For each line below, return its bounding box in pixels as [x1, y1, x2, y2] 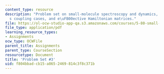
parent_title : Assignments [5, 43, 60, 48]
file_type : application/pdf [5, 25, 62, 30]
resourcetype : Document [5, 52, 54, 57]
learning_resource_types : [5, 30, 58, 35]
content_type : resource [5, 7, 54, 12]
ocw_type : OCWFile [5, 39, 42, 44]
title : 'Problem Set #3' [5, 57, 56, 62]
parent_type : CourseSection [5, 48, 62, 53]
